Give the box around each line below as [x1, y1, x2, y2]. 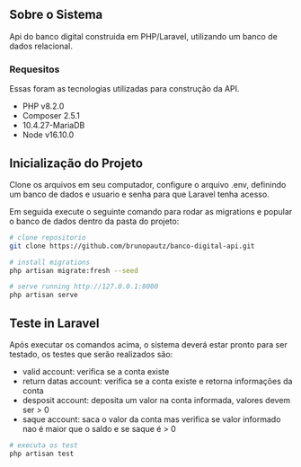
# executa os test [9, 440, 78, 450]
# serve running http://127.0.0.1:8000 [9, 282, 159, 291]
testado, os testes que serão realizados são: [9, 348, 173, 359]
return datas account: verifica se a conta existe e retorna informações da [22, 375, 293, 386]
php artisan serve [9, 291, 78, 300]
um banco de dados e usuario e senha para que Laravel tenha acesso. [9, 189, 270, 199]
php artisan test [9, 449, 75, 458]
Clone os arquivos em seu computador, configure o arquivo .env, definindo [9, 179, 287, 189]
